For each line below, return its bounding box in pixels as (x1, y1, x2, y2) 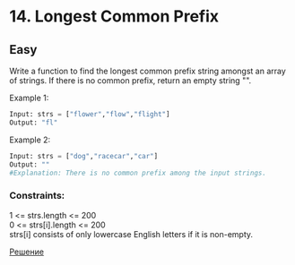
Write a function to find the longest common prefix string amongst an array (9, 65, 287, 76)
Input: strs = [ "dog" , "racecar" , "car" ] (9, 151, 159, 160)
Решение (9, 246, 45, 257)
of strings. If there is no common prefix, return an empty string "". (9, 75, 252, 86)
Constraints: (9, 190, 65, 202)
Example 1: (9, 92, 49, 103)
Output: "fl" (9, 118, 58, 127)
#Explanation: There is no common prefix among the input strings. (9, 168, 267, 177)
